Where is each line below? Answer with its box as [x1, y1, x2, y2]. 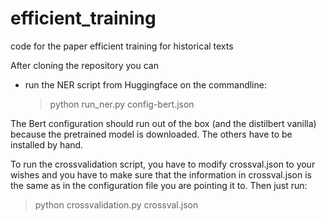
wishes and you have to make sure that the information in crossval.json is [10, 168, 312, 181]
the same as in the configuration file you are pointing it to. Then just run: [10, 179, 308, 191]
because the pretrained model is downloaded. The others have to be [10, 128, 293, 140]
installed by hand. [10, 138, 84, 151]
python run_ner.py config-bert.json [49, 98, 195, 110]
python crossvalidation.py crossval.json [34, 198, 199, 211]
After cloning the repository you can [10, 59, 159, 71]
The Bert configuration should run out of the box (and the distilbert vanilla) [10, 117, 317, 129]
